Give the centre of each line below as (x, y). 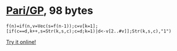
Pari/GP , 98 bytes (50, 11)
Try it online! (21, 42)
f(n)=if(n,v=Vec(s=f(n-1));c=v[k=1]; (52, 26)
